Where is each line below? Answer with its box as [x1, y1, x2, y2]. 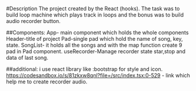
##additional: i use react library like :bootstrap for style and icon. [6, 66, 163, 73]
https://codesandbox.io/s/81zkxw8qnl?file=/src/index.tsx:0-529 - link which [6, 72, 190, 79]
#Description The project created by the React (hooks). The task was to [6, 5, 180, 12]
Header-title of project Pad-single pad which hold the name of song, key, [6, 35, 184, 42]
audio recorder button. [6, 18, 61, 24]
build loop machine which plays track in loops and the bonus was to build [6, 11, 184, 18]
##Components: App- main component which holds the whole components [6, 29, 189, 36]
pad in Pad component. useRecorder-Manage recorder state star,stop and [6, 48, 186, 55]
